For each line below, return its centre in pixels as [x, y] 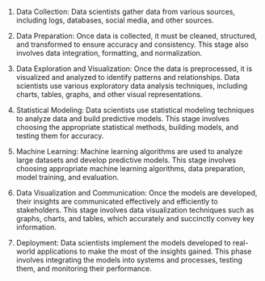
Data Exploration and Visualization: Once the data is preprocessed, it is [134, 69]
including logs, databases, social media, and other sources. [115, 20]
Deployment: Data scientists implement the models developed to [124, 243]
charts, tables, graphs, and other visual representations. [109, 94]
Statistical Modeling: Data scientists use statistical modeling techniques [135, 110]
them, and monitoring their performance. [84, 268]
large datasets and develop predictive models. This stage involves [126, 160]
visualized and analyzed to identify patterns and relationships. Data [128, 77]
